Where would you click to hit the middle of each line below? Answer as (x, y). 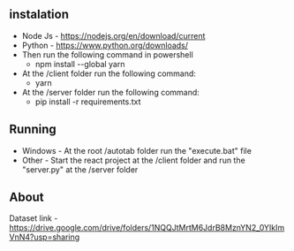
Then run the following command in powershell (108, 54)
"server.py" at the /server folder (80, 169)
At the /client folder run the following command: (109, 73)
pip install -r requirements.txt (88, 102)
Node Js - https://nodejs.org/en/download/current (113, 35)
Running (33, 129)
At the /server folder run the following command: (111, 92)
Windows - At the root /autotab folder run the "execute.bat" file (136, 150)
